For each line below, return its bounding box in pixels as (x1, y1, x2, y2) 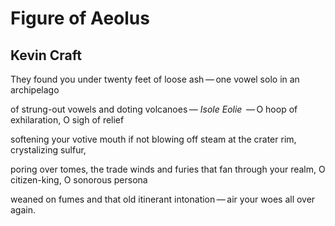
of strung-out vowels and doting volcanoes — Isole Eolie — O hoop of (10, 103, 298, 115)
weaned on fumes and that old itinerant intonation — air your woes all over (10, 193, 316, 205)
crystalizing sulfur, (10, 144, 87, 156)
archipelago (10, 84, 60, 96)
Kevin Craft (10, 47, 82, 64)
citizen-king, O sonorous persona (10, 174, 148, 186)
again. (10, 204, 37, 216)
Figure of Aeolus (10, 7, 150, 30)
